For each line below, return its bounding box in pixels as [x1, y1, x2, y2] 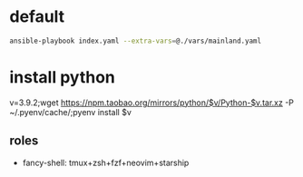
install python [9, 67, 115, 87]
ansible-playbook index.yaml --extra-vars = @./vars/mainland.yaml [9, 36, 261, 45]
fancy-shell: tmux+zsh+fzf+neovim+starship [22, 157, 190, 168]
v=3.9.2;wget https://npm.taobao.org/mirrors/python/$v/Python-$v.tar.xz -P [9, 97, 295, 108]
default [9, 6, 65, 27]
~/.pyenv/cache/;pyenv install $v [9, 106, 132, 117]
